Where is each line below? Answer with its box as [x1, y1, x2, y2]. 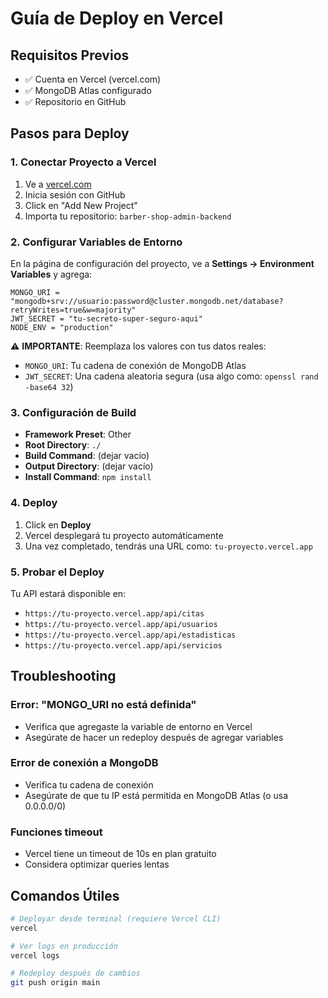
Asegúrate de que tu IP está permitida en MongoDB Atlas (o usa [24, 789, 289, 801]
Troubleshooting [10, 668, 117, 685]
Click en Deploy [24, 518, 92, 531]
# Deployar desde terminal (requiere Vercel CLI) [10, 913, 222, 924]
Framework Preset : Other [24, 428, 132, 441]
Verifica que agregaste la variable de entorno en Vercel [24, 720, 253, 732]
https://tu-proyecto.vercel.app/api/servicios [24, 640, 223, 651]
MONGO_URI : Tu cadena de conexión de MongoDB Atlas [24, 359, 247, 371]
